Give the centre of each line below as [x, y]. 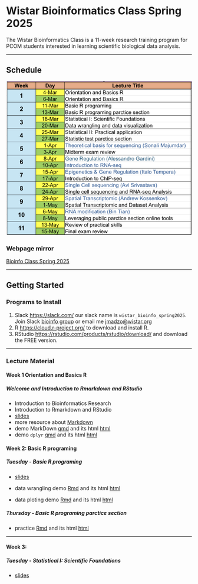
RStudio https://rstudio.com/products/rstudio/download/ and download [101, 334]
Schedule [24, 70]
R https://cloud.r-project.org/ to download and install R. [82, 327]
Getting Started [35, 286]
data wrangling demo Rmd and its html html [67, 488]
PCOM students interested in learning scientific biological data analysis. [93, 46]
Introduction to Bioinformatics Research [63, 403]
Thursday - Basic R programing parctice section [67, 513]
